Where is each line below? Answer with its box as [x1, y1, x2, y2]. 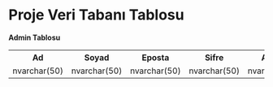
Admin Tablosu [8, 33, 61, 42]
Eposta [141, 51, 170, 63]
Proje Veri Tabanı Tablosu [8, 6, 184, 24]
